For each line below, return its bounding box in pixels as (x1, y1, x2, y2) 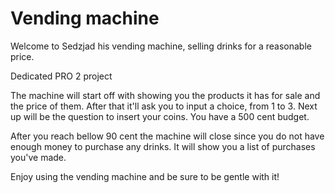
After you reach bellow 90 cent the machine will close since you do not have (10, 130, 325, 142)
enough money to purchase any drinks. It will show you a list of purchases (10, 140, 316, 152)
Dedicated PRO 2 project (10, 70, 113, 82)
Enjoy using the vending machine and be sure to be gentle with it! (10, 170, 280, 182)
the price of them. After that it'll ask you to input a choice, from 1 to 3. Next (10, 100, 318, 112)
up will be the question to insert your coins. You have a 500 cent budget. (10, 110, 310, 122)
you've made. (10, 151, 67, 163)
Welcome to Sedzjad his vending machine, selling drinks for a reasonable (10, 40, 312, 52)
